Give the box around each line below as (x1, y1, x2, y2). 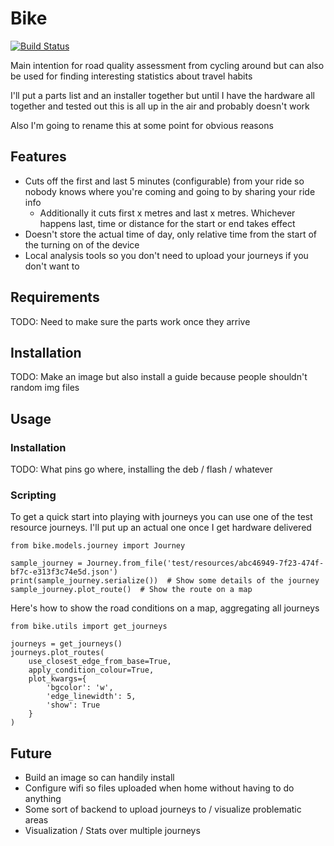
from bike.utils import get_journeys (10, 622, 168, 632)
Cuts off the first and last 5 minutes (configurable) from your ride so (24, 175, 305, 187)
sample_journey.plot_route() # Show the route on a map (10, 585, 253, 595)
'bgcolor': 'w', (46, 683, 114, 693)
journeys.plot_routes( (10, 648, 105, 658)
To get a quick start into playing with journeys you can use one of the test (10, 511, 313, 523)
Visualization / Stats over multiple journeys (24, 825, 201, 837)
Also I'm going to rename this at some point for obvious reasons (10, 119, 274, 131)
